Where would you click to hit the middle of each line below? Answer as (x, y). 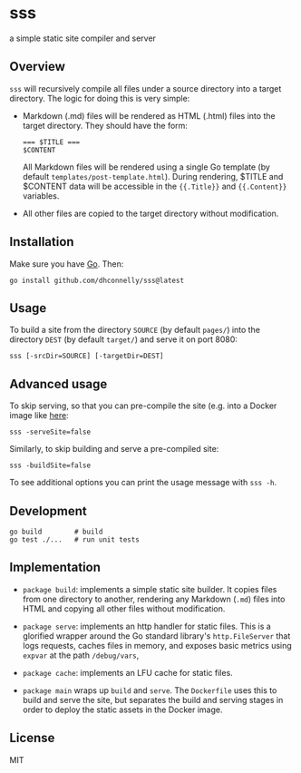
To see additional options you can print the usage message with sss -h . (143, 483)
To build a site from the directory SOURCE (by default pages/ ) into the (135, 330)
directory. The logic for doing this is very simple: (100, 98)
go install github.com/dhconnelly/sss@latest (97, 280)
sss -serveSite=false (50, 432)
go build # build (56, 532)
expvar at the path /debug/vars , (81, 655)
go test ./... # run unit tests (75, 540)
